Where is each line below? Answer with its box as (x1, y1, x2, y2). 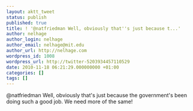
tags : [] (6, 75, 28, 81)
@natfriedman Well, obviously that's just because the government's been (6, 92, 188, 99)
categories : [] (6, 70, 44, 76)
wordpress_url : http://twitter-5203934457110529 (6, 58, 130, 64)
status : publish (6, 14, 47, 20)
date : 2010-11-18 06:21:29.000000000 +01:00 (6, 64, 119, 70)
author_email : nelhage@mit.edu (6, 42, 85, 48)
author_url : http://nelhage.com (6, 48, 87, 54)
